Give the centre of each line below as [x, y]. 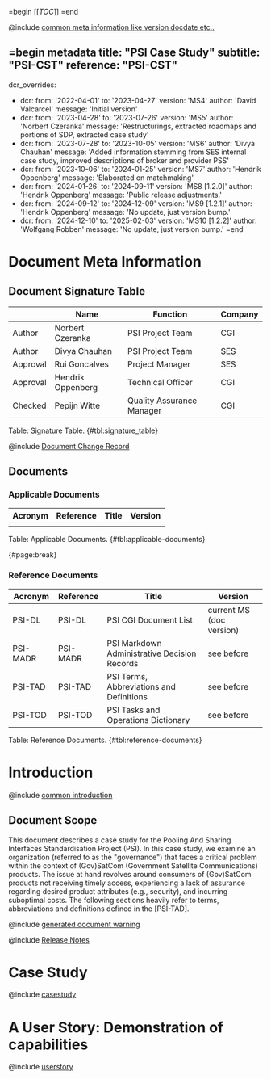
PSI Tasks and [133, 710]
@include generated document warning [74, 924]
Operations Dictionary [148, 720]
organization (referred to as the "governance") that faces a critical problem [133, 857]
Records [123, 663]
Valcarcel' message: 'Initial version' [79, 109]
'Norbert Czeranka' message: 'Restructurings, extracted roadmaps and [138, 126]
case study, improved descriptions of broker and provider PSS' [125, 160]
